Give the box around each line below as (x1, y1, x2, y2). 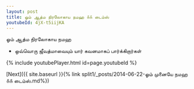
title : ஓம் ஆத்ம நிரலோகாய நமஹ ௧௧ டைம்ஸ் (6, 14, 110, 20)
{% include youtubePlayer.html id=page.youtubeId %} (6, 60, 137, 67)
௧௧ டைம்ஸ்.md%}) (6, 77, 50, 84)
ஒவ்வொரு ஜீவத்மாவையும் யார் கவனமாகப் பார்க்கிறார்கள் (14, 48, 142, 55)
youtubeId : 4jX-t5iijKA (6, 19, 65, 25)
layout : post (6, 8, 38, 15)
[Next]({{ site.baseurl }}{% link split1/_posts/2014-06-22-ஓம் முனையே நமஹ (6, 71, 188, 78)
